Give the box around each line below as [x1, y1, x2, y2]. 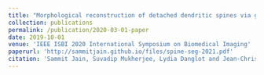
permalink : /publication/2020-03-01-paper [8, 26, 149, 34]
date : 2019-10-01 [8, 33, 65, 41]
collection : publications [8, 19, 93, 27]
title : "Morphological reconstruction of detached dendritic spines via [8, 11, 251, 20]
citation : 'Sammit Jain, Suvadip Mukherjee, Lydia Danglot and [8, 55, 220, 63]
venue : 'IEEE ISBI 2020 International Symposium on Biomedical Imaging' [8, 41, 251, 48]
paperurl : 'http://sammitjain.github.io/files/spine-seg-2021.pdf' [8, 48, 234, 55]
